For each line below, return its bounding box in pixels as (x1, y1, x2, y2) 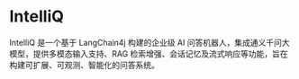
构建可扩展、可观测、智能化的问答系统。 (9, 59, 159, 70)
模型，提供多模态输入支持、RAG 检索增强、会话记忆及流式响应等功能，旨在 (9, 48, 288, 59)
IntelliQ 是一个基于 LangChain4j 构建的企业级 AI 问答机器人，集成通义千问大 (9, 37, 290, 48)
